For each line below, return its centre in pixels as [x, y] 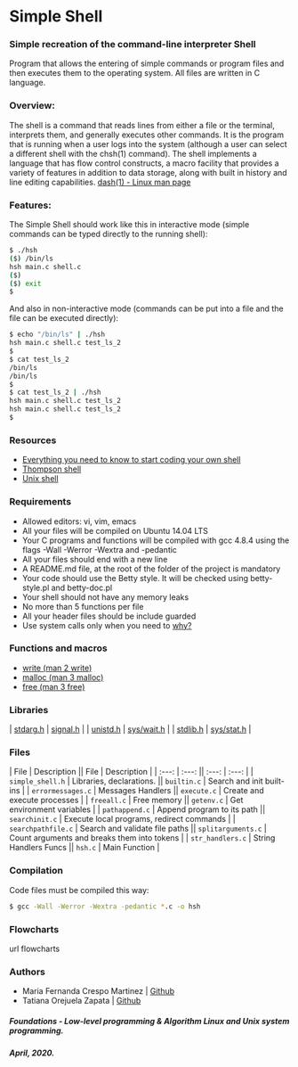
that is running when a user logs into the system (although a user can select [148, 144]
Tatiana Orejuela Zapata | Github [81, 1001]
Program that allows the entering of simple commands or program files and [147, 63]
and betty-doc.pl [82, 587]
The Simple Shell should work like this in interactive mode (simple [129, 225]
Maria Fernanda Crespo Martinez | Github [98, 991]
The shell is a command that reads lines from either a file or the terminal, [142, 125]
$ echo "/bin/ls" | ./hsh [57, 335]
